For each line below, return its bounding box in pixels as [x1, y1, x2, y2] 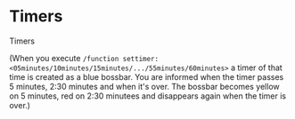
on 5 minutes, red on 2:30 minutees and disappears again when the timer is [9, 91, 287, 101]
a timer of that [230, 62, 283, 73]
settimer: [122, 54, 159, 63]
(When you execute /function [9, 52, 119, 63]
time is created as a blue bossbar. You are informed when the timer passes [9, 71, 284, 82]
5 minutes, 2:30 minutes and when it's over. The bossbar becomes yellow [9, 81, 280, 91]
